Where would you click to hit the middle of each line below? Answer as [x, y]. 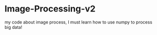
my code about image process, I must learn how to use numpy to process [78, 22]
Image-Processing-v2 [50, 9]
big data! [13, 27]
